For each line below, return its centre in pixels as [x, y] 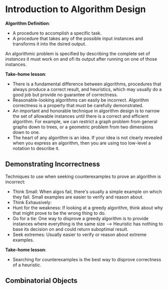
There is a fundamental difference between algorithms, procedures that [87, 84]
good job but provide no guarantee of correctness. [65, 94]
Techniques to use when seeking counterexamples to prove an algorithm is [83, 176]
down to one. [26, 132]
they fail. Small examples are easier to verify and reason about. [78, 197]
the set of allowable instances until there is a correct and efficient [80, 116]
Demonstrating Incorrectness [53, 164]
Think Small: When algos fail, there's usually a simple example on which [87, 191]
